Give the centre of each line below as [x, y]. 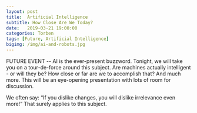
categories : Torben [30, 34]
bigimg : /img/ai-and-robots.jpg [46, 45]
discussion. [20, 86]
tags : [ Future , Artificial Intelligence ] [58, 39]
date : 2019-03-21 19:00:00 [42, 28]
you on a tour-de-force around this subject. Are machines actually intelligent [98, 67]
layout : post [22, 11]
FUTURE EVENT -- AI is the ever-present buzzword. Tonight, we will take [95, 61]
